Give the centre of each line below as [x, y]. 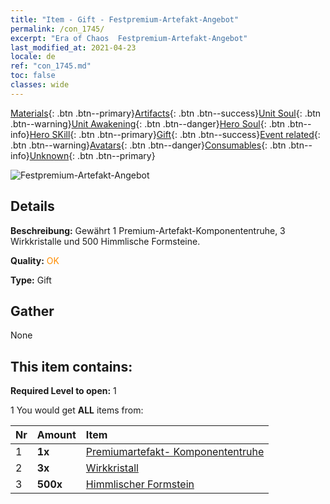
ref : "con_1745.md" [51, 66]
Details [32, 206]
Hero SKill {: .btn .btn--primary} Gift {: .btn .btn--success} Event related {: [175, 134]
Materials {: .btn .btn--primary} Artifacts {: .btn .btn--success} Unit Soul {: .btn [166, 113]
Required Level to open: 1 [63, 391]
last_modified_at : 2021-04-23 [73, 47]
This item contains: [71, 366]
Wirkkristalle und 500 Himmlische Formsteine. [105, 241]
